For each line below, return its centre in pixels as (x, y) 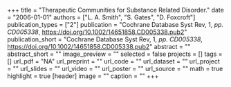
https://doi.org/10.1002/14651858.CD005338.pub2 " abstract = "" (99, 47)
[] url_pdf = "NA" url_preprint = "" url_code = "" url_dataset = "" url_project (113, 61)
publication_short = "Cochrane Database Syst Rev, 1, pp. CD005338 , (105, 39)
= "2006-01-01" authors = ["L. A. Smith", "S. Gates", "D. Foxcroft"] (101, 17)
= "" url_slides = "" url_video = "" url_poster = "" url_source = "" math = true (115, 69)
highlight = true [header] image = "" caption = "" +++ (83, 76)
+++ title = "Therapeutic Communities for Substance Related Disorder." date (116, 10)
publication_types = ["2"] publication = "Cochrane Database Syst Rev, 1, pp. (115, 25)
